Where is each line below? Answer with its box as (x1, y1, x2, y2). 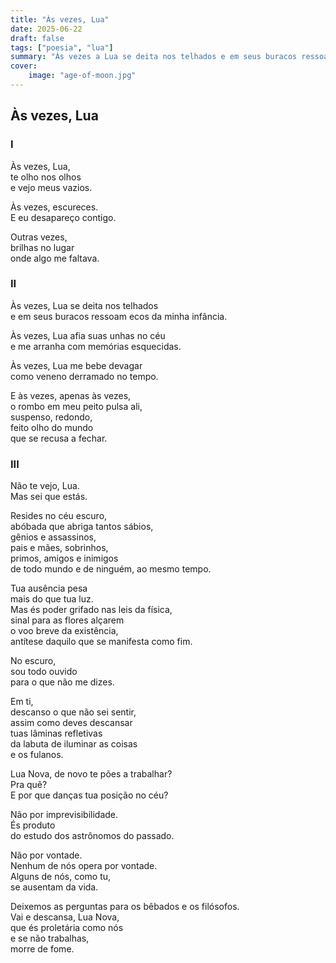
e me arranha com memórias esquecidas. (10, 340, 182, 352)
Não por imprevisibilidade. (10, 809, 119, 821)
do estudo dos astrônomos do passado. (10, 830, 175, 842)
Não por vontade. (10, 849, 83, 861)
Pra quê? (10, 779, 48, 791)
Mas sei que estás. (10, 491, 88, 503)
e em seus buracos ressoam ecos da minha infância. (10, 310, 228, 322)
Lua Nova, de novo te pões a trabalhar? (10, 768, 173, 780)
